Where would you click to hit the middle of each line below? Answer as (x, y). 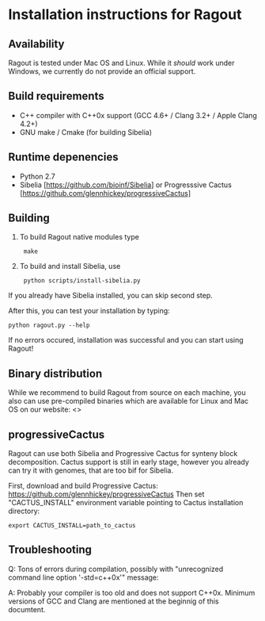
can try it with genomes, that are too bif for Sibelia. (91, 470)
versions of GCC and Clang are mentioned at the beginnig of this (114, 601)
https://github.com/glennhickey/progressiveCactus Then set (106, 494)
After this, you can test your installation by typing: (89, 311)
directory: (24, 511)
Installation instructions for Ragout (125, 15)
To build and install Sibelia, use (70, 266)
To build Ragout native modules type (79, 237)
